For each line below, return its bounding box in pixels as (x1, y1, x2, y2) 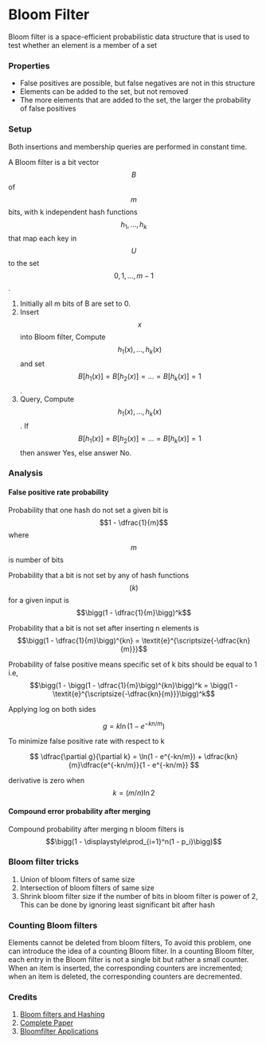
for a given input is (8, 595, 69, 604)
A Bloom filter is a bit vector (8, 157, 100, 166)
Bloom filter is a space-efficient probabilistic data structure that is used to (8, 32, 250, 41)
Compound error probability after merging (8, 806, 151, 815)
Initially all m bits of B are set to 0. (19, 299, 131, 308)
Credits (8, 991, 37, 1003)
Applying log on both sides (8, 704, 96, 714)
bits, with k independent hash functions (8, 207, 138, 217)
